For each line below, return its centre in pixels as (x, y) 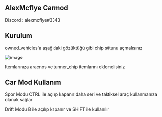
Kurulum (19, 36)
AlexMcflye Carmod (37, 8)
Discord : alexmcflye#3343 (33, 20)
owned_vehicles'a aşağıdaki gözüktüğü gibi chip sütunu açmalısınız (74, 48)
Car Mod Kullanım (33, 83)
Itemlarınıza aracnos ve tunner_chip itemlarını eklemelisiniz (65, 67)
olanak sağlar (19, 100)
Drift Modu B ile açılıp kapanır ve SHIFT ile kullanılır (57, 109)
